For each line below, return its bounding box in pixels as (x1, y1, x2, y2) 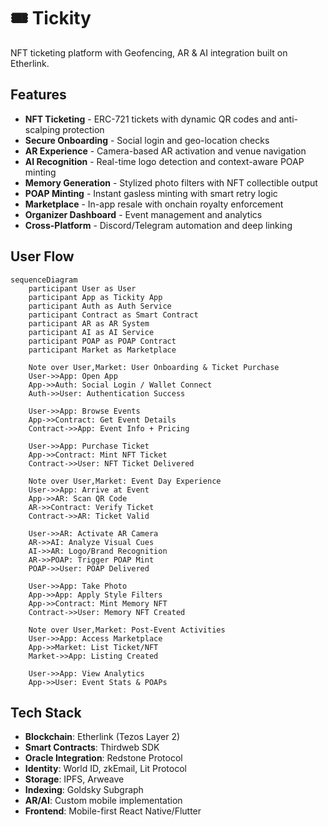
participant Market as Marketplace (28, 345, 177, 355)
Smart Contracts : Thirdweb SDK (24, 741, 160, 754)
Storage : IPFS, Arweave (24, 773, 125, 785)
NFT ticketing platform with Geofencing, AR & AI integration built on (10, 46, 288, 59)
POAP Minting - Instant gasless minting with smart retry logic (24, 187, 278, 199)
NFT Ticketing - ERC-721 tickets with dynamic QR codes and (24, 113, 277, 125)
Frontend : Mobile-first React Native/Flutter (24, 805, 202, 817)
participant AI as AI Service (28, 327, 155, 337)
